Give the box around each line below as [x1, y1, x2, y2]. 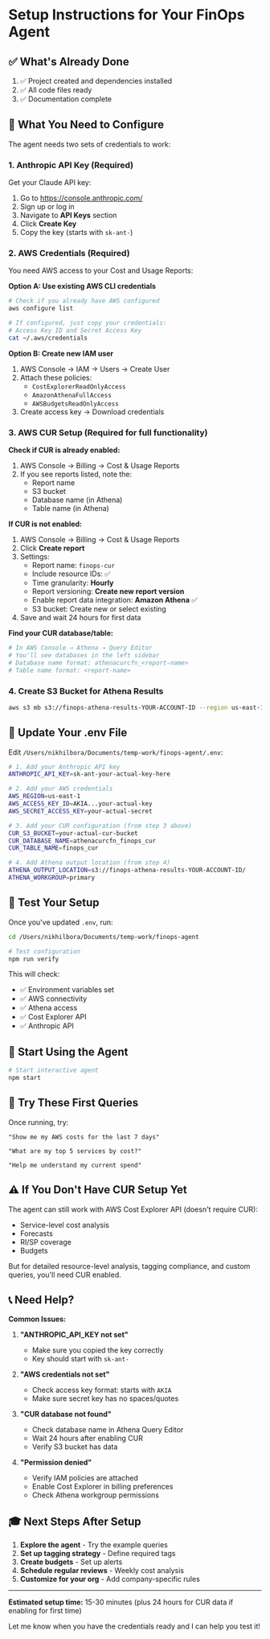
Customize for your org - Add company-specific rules [19, 1575, 201, 1584]
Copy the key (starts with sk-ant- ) [19, 228, 133, 237]
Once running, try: [8, 1117, 69, 1127]
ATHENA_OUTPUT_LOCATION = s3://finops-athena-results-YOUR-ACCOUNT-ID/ [8, 867, 247, 875]
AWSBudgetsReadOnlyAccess [31, 400, 119, 408]
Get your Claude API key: [8, 178, 92, 187]
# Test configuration [8, 947, 81, 955]
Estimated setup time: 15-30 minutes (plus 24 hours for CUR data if [8, 1597, 234, 1607]
